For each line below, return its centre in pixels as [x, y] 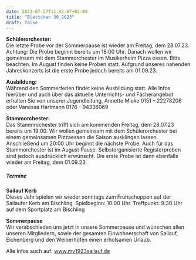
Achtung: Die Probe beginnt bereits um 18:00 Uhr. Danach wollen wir [89, 52]
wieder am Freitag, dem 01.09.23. [46, 162]
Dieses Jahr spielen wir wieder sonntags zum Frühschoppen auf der [89, 197]
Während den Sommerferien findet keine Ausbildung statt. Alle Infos [88, 88]
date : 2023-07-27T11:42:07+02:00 [47, 11]
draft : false [22, 22]
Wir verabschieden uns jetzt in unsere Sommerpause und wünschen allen [95, 227]
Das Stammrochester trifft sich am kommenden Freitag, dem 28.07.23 [90, 125]
